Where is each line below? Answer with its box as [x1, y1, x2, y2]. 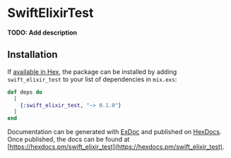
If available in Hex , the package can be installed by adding [7, 67, 177, 75]
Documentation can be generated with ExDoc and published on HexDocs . [7, 128, 222, 136]
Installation [7, 49, 58, 61]
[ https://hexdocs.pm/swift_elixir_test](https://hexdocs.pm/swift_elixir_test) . [7, 142, 225, 151]
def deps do [7, 88, 42, 96]
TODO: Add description [7, 28, 78, 37]
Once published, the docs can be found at [7, 135, 130, 144]
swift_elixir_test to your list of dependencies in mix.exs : [7, 75, 177, 83]
